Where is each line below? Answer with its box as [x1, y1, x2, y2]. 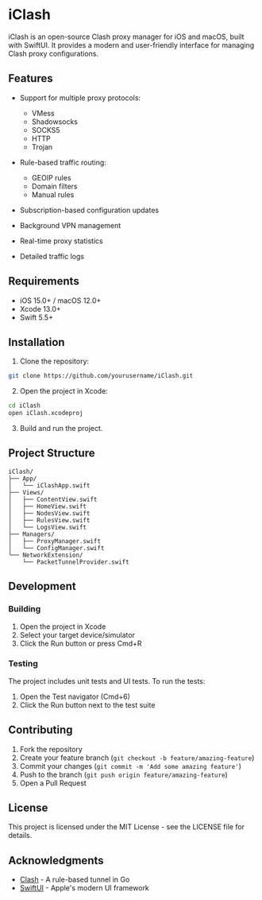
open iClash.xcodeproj [8, 409, 83, 417]
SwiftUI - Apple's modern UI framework [19, 883, 149, 893]
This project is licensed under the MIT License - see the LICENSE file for [8, 822, 245, 832]
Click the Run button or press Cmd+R [19, 638, 142, 648]
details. [8, 831, 33, 840]
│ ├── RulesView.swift [8, 516, 91, 524]
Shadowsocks [31, 117, 78, 126]
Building [8, 603, 41, 615]
